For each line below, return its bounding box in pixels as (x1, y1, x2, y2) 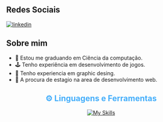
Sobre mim (6, 38, 48, 49)
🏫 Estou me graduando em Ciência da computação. (14, 54, 143, 61)
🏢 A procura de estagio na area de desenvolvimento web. (14, 76, 158, 83)
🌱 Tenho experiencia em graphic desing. (14, 69, 115, 77)
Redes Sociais (6, 5, 60, 15)
